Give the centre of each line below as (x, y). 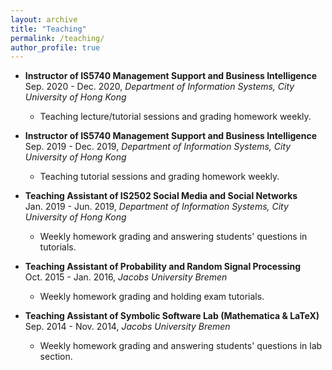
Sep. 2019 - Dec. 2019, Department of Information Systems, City (158, 147)
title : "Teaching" (48, 29)
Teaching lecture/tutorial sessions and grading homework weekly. (175, 117)
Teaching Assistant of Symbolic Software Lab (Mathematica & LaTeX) (172, 316)
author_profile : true (55, 47)
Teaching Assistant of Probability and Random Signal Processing (163, 267)
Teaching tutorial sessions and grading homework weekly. (159, 177)
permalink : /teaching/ (57, 38)
